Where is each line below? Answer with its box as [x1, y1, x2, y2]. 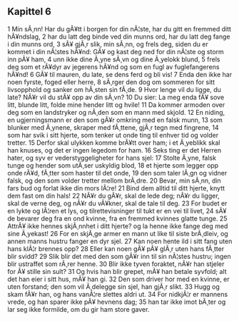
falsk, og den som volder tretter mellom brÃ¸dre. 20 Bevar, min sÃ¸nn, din [7, 176, 221, 185]
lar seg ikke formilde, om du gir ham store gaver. [7, 305, 150, 313]
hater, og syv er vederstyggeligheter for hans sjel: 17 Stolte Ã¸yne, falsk [7, 153, 216, 162]
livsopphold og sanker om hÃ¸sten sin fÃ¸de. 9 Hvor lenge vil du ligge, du [7, 85, 221, 93]
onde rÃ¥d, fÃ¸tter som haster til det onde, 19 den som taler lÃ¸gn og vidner [7, 168, 228, 177]
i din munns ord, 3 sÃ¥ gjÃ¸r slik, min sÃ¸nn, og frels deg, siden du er [7, 39, 209, 49]
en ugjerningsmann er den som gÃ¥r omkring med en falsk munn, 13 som [7, 116, 223, 124]
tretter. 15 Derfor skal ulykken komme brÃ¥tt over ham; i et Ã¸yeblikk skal [7, 138, 220, 147]
